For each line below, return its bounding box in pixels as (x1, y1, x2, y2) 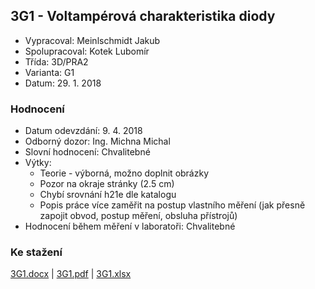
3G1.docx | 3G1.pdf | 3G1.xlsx (10, 268, 132, 280)
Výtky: (24, 157, 52, 169)
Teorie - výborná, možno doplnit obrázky (39, 167, 210, 179)
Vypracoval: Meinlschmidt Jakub (24, 34, 161, 46)
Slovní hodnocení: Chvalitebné (24, 146, 151, 158)
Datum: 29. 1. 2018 (24, 77, 102, 89)
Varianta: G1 (24, 66, 75, 78)
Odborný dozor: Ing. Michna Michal (24, 135, 171, 148)
